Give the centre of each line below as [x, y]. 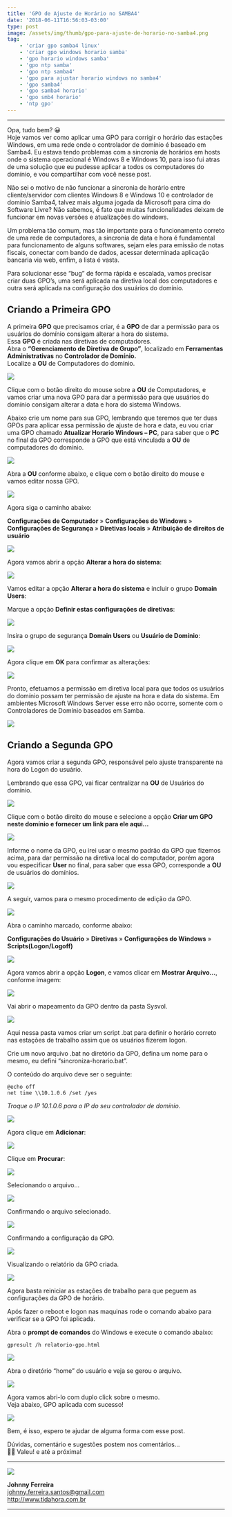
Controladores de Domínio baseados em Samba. [76, 710]
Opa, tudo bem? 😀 [34, 130]
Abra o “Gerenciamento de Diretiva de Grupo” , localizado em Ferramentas [115, 348]
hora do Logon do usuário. [45, 769]
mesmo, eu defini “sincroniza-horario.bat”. [67, 1061]
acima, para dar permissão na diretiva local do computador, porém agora [111, 858]
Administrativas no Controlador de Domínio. [72, 356]
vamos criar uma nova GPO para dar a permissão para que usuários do [108, 397]
